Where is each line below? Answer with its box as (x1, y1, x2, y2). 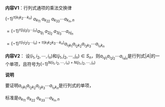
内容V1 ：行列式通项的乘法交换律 (5, 5, 72, 11)
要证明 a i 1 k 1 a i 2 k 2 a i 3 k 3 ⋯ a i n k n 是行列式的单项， (5, 82, 94, 90)
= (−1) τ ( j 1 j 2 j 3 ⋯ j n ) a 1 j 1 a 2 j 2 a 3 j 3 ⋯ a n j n (6, 27, 73, 36)
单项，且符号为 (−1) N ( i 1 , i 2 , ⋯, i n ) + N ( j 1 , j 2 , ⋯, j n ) (9, 60, 96, 67)
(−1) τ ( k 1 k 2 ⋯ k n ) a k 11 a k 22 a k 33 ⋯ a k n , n (5, 15, 75, 24)
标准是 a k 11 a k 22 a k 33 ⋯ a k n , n (5, 95, 60, 102)
